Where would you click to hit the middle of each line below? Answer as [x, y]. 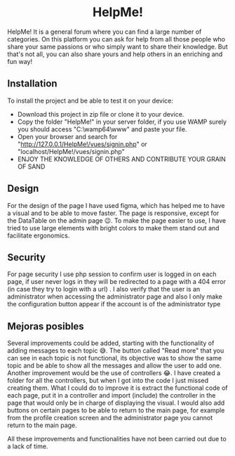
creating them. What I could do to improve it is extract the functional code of [117, 388]
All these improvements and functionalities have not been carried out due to [117, 439]
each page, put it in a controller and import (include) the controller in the [112, 396]
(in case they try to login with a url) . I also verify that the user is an [104, 289]
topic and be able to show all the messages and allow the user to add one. [115, 365]
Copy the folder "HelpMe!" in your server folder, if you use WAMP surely [122, 122]
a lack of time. [28, 446]
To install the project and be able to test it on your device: [90, 100]
